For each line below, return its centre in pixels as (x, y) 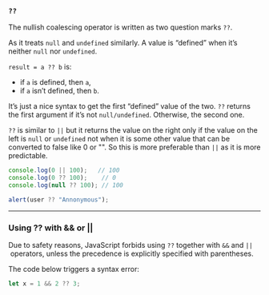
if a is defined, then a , (55, 82)
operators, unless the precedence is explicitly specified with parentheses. (132, 253)
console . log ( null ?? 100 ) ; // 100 (66, 185)
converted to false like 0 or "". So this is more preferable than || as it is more (134, 147)
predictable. (28, 156)
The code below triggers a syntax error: (74, 269)
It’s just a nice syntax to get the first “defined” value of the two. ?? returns (129, 106)
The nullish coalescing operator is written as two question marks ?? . (120, 27)
